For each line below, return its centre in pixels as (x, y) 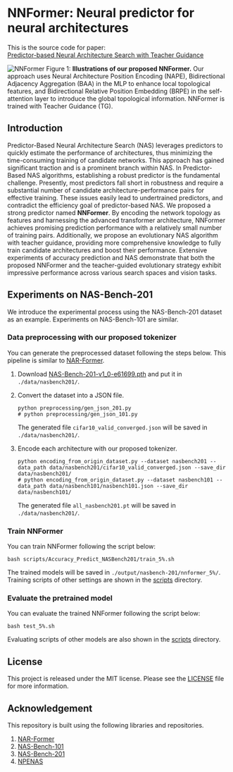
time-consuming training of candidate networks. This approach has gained (116, 160)
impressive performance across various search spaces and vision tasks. (112, 272)
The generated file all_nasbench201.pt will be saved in (96, 505)
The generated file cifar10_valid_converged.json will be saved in (112, 427)
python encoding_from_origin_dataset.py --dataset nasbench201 (112, 461)
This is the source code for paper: (56, 47)
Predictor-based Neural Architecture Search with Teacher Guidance (106, 55)
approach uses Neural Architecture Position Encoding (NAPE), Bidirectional (116, 76)
